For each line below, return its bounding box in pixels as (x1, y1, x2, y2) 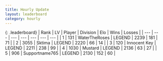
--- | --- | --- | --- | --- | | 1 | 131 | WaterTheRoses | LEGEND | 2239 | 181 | (10, 35, 158, 41)
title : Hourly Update (5, 7, 49, 12)
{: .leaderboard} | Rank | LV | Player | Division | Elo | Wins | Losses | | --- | (5, 30, 153, 36)
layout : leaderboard (5, 12, 47, 17)
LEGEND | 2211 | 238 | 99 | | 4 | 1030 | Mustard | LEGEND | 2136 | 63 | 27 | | (5, 45, 157, 51)
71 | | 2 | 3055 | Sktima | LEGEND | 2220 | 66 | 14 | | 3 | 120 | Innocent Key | (5, 40, 156, 46)
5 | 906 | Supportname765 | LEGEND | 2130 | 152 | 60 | (5, 50, 116, 56)
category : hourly (5, 16, 41, 21)
